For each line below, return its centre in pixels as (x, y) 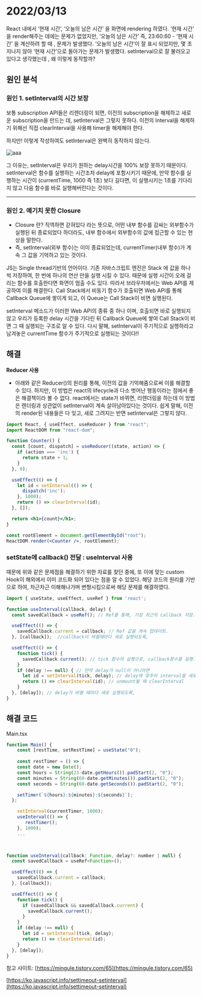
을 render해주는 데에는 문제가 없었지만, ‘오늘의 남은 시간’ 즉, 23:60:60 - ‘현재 (97, 36)
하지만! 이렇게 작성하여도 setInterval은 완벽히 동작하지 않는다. (79, 141)
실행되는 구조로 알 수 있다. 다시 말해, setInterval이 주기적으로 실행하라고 (109, 326)
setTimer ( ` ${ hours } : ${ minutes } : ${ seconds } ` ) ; (75, 795)
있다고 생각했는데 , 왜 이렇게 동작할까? (51, 59)
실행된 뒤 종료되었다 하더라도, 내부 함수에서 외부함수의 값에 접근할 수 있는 (101, 232)
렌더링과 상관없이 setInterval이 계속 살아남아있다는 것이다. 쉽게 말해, (102, 405)
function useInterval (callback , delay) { (59, 609)
